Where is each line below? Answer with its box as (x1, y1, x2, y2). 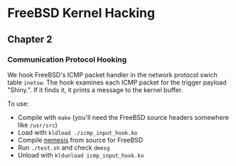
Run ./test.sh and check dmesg (17, 143, 110, 152)
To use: (7, 99, 30, 108)
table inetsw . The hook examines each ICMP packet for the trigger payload (7, 78, 227, 87)
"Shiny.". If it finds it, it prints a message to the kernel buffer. (7, 85, 183, 94)
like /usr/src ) (17, 121, 58, 129)
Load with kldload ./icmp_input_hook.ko (17, 128, 138, 136)
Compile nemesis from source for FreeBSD (17, 135, 144, 144)
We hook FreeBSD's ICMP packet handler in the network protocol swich (7, 70, 218, 79)
